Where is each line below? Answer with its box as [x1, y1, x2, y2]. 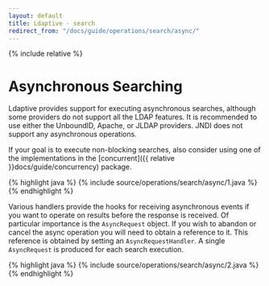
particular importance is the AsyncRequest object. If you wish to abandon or [8, 219, 257, 229]
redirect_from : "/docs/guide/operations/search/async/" [8, 27, 200, 35]
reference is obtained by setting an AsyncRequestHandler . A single [8, 236, 226, 246]
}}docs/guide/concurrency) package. [8, 162, 132, 172]
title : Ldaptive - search [8, 19, 95, 27]
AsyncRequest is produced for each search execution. [8, 245, 184, 255]
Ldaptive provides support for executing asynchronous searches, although [8, 104, 256, 114]
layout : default [8, 11, 63, 20]
